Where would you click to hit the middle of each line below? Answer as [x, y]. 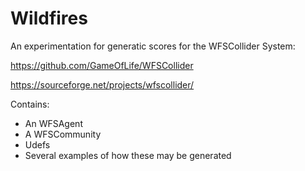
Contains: [30, 104]
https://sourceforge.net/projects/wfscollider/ [102, 84]
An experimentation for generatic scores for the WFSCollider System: [153, 46]
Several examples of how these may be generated [128, 155]
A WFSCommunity [63, 134]
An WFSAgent [53, 123]
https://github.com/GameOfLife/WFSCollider [102, 65]
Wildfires [49, 18]
